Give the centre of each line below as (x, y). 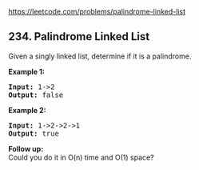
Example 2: (27, 110)
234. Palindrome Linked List (79, 36)
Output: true (34, 133)
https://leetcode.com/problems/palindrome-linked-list (97, 12)
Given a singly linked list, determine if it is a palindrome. (100, 56)
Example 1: (27, 71)
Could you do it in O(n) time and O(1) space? (81, 157)
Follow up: (26, 148)
